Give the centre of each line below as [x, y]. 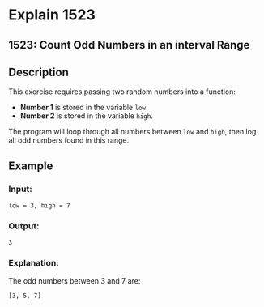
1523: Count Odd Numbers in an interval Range [129, 45]
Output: [24, 226]
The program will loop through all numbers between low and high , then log [132, 132]
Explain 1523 [52, 15]
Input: [20, 189]
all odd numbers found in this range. [69, 140]
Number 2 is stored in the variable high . [87, 116]
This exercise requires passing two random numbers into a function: [122, 92]
